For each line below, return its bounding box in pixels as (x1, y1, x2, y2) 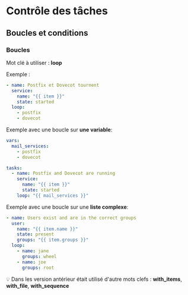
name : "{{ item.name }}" (17, 226, 78, 232)
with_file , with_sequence (6, 282, 69, 289)
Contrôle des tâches (6, 4, 108, 18)
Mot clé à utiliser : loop (6, 59, 62, 66)
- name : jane (17, 248, 49, 254)
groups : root (21, 265, 55, 271)
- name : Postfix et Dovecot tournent (6, 82, 100, 88)
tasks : (6, 165, 23, 171)
